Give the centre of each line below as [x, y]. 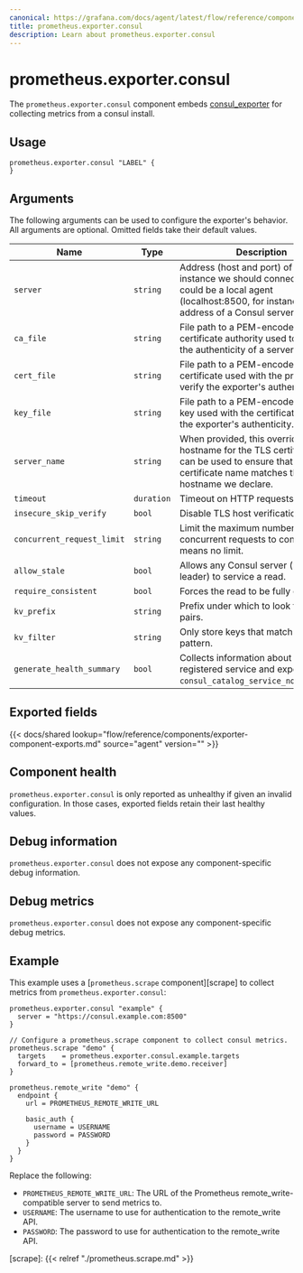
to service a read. [249, 576]
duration [152, 498]
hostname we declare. [226, 484]
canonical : [30, 18]
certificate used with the [230, 376]
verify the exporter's [222, 386]
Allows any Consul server [233, 565]
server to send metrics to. [114, 1203]
